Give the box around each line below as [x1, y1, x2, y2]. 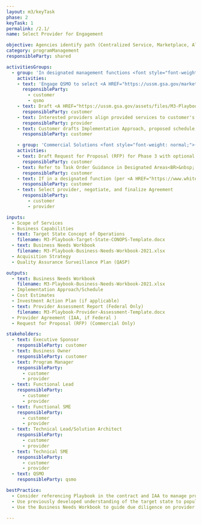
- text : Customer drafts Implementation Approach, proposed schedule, [17, 126, 198, 132]
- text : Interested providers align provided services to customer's [17, 114, 195, 120]
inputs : [6, 214, 26, 220]
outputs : [6, 270, 28, 276]
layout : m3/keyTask [6, 8, 55, 15]
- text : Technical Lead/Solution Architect [11, 426, 122, 432]
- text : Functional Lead [11, 381, 74, 388]
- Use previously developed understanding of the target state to [11, 499, 182, 505]
